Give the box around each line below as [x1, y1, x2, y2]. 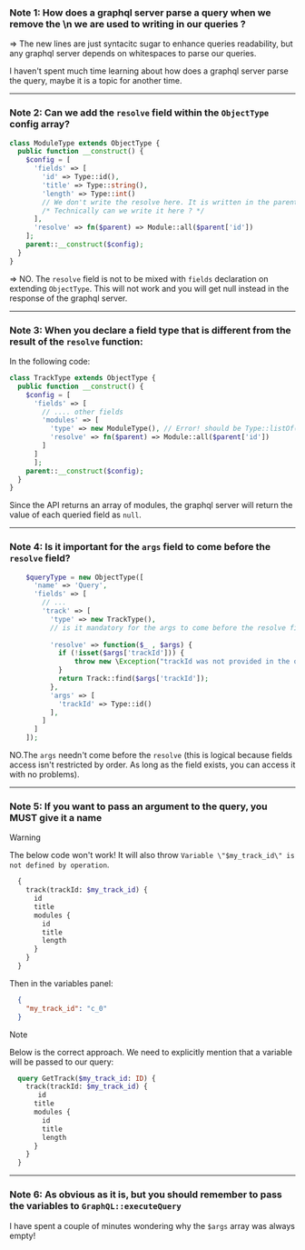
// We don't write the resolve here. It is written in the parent [42, 197, 299, 206]
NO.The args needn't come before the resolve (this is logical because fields [9, 750, 293, 761]
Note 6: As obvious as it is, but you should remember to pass [9, 1188, 283, 1201]
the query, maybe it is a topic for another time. [9, 75, 182, 86]
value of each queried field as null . [9, 509, 143, 520]
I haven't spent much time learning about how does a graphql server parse [9, 65, 289, 76]
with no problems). [9, 769, 80, 780]
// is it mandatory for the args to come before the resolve [49, 623, 286, 633]
